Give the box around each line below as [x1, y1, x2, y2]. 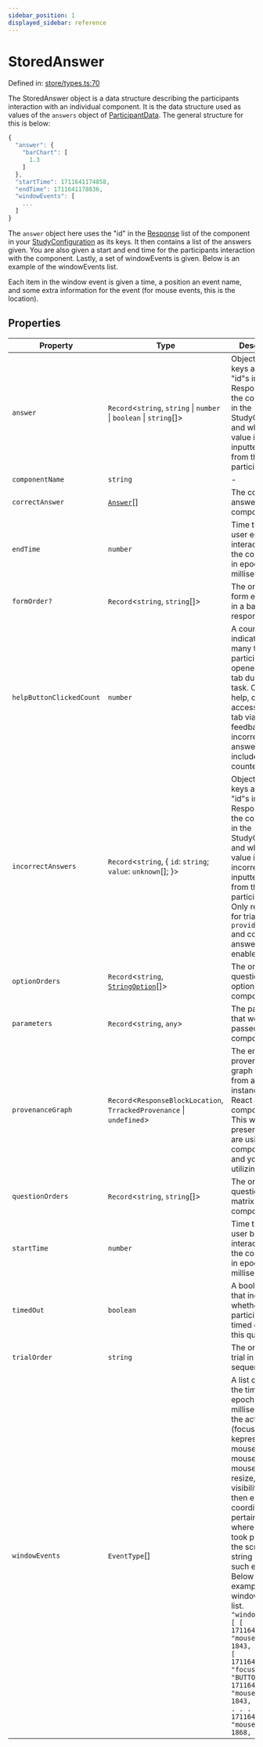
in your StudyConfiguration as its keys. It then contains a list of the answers [8, 236, 252, 246]
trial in [230, 1352, 254, 1363]
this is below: [8, 119, 51, 128]
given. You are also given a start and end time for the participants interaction [8, 245, 255, 255]
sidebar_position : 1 [8, 11, 76, 20]
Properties [8, 317, 61, 330]
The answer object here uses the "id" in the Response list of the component [8, 229, 250, 238]
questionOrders [12, 1192, 69, 1200]
